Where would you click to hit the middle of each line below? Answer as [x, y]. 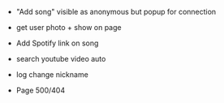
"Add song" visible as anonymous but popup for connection [116, 12]
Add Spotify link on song [57, 43]
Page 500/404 [41, 90]
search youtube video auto [61, 59]
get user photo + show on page [69, 27]
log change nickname [52, 75]
